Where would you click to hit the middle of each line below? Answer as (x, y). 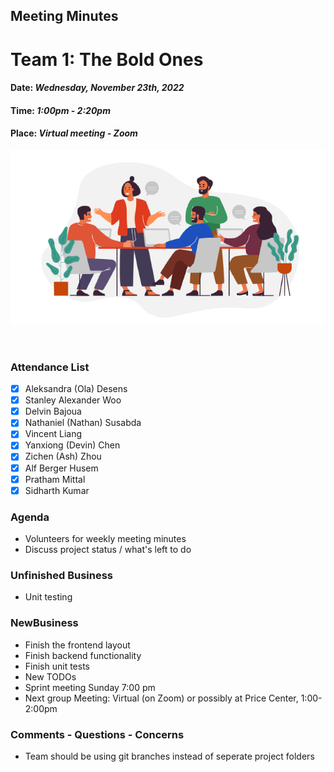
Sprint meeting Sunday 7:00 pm (90, 687)
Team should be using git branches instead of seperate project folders (169, 756)
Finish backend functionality (83, 655)
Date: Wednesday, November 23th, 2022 (97, 88)
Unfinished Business (61, 575)
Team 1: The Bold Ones (107, 59)
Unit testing (48, 597)
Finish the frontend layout (77, 645)
